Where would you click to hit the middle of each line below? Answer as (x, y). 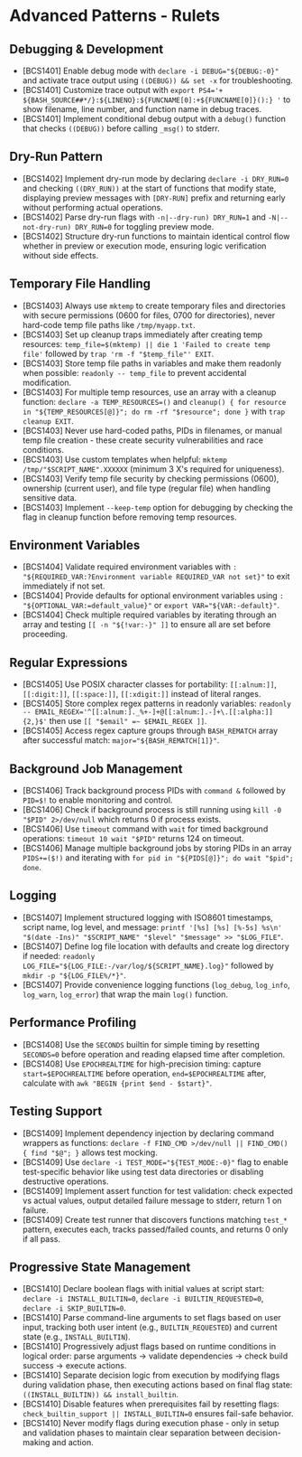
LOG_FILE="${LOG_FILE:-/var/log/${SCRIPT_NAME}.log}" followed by (148, 965)
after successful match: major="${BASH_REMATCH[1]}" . (121, 740)
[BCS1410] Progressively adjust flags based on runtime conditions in (149, 1347)
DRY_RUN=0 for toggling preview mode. (145, 226)
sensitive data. (50, 497)
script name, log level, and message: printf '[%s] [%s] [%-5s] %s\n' (152, 926)
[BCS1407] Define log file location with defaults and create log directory (156, 946)
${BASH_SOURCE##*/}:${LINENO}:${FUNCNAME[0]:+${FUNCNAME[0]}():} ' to (156, 99)
